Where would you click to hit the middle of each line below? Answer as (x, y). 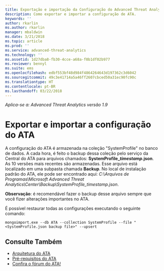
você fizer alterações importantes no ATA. (47, 199)
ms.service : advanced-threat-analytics (46, 50)
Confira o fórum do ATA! (36, 264)
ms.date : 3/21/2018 (25, 37)
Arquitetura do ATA (31, 253)
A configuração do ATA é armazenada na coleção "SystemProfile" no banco (82, 148)
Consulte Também (34, 242)
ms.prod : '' (17, 46)
